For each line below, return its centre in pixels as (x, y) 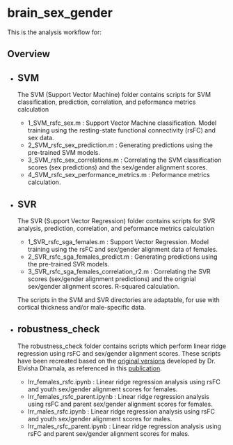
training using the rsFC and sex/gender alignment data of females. (122, 249)
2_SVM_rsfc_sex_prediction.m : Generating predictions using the (120, 145)
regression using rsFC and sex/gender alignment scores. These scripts (119, 353)
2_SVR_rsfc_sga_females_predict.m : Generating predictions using (122, 257)
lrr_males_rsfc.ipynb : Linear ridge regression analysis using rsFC (121, 411)
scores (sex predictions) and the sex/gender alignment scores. (118, 167)
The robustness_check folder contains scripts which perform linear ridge (122, 346)
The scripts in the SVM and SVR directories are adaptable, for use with (119, 300)
